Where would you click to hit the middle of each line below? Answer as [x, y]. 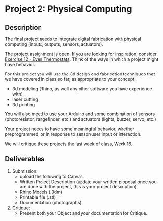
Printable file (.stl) [38, 197]
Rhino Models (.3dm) [41, 192]
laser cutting [25, 99]
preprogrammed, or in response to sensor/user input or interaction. [73, 134]
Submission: [25, 171]
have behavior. [20, 64]
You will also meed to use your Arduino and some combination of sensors [80, 114]
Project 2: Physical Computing [69, 9]
